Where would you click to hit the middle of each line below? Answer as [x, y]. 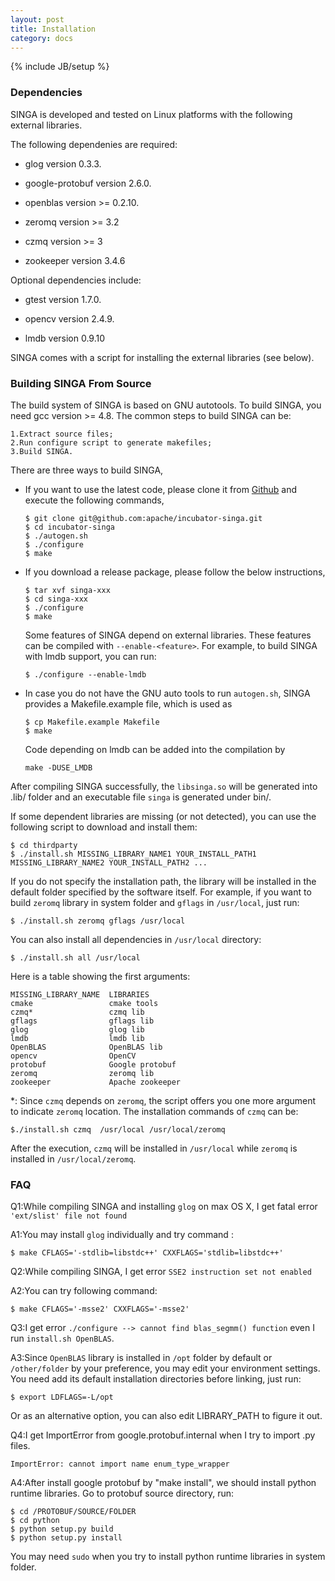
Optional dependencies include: [76, 280]
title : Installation [53, 29]
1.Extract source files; [62, 434]
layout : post [37, 19]
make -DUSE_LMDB [58, 767]
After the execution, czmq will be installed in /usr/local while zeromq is [154, 1148]
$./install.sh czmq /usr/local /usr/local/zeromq [118, 1129]
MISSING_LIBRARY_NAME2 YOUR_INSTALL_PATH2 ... [109, 862]
